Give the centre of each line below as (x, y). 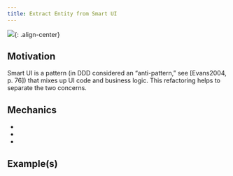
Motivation (31, 57)
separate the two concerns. (47, 88)
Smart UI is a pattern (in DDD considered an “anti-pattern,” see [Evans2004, (117, 73)
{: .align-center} (37, 34)
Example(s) (33, 164)
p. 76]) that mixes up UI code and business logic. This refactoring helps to (114, 80)
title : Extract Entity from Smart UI (62, 14)
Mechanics (32, 110)
